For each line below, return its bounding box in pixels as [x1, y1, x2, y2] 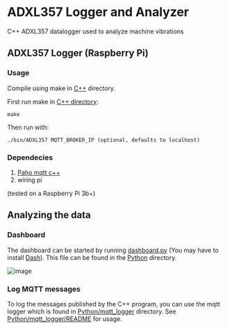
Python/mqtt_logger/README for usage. [7, 314, 123, 323]
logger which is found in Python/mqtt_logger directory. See [7, 307, 177, 315]
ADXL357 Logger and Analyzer [7, 4, 190, 20]
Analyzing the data [7, 209, 92, 221]
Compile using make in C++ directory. [7, 84, 116, 92]
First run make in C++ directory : [7, 97, 99, 106]
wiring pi [17, 175, 43, 184]
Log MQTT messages [7, 284, 81, 294]
